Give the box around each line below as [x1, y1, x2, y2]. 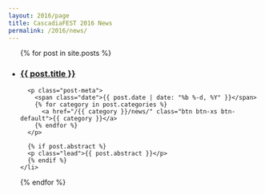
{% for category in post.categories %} [34, 101, 168, 109]
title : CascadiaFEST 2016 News [8, 19, 113, 27]
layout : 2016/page [8, 11, 70, 20]
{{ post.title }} [19, 69, 76, 80]
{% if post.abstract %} [27, 142, 106, 150]
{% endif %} [27, 156, 67, 164]
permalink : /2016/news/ [8, 26, 88, 34]
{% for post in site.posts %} [19, 49, 112, 58]
